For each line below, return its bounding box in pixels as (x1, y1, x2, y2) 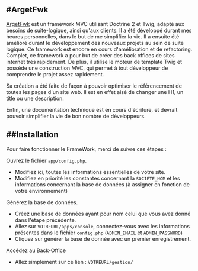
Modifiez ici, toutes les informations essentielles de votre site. (14, 168, 166, 175)
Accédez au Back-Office (6, 247, 66, 254)
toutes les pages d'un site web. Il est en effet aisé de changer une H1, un (6, 88, 184, 95)
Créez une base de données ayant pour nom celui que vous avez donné (14, 210, 191, 217)
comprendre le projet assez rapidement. (6, 70, 104, 78)
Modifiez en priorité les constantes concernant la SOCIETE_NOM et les (14, 175, 180, 182)
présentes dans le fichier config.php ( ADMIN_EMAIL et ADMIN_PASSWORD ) (14, 229, 183, 236)
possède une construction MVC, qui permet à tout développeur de (6, 64, 168, 72)
